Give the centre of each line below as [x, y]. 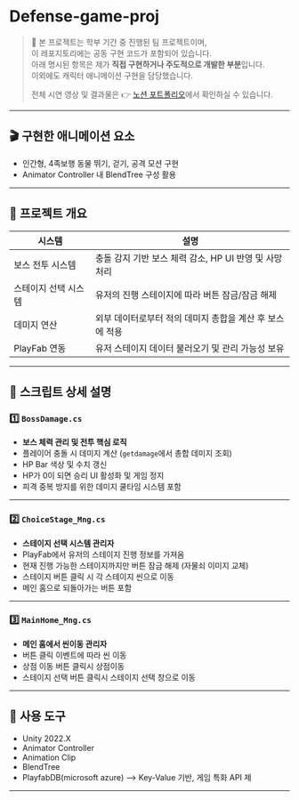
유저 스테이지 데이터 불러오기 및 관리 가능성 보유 [190, 348]
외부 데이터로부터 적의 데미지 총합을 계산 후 [180, 318]
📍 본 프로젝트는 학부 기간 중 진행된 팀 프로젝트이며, [119, 42]
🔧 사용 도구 [38, 717]
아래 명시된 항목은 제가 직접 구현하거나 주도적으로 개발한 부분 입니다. [148, 64]
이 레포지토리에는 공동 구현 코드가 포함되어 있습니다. [121, 53]
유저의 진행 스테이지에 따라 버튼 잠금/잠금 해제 [186, 295]
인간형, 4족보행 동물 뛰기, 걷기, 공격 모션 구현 [101, 163]
